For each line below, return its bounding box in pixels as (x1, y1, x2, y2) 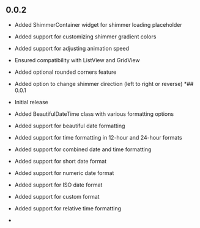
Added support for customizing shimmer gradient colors (14, 33, 157, 40)
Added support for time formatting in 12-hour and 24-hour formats (14, 134, 182, 141)
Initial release (14, 98, 48, 105)
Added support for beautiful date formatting (14, 122, 125, 129)
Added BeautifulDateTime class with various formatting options (14, 110, 174, 118)
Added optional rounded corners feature (14, 68, 117, 76)
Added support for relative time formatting (14, 204, 122, 212)
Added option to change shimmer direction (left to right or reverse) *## (14, 80, 194, 87)
